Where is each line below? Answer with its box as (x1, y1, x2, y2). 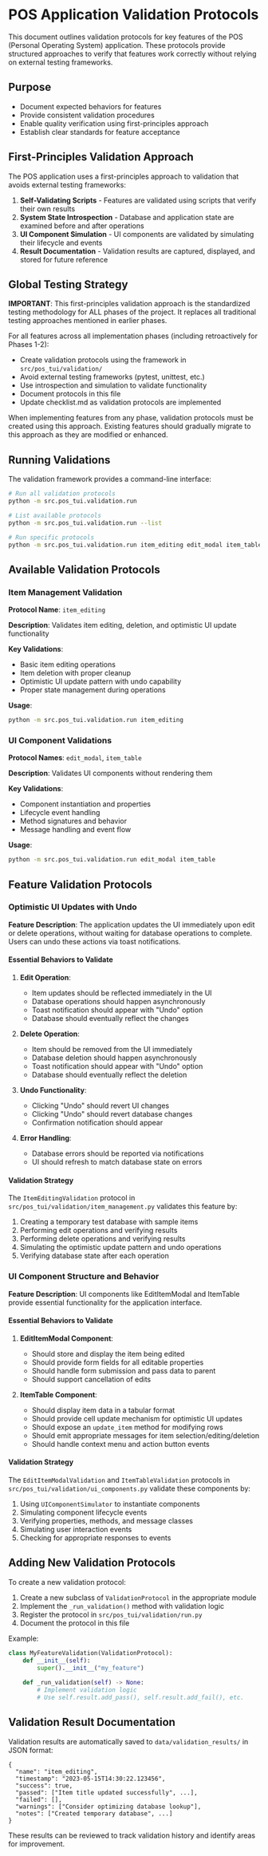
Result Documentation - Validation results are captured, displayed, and (19, 246, 255, 256)
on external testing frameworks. (8, 57, 113, 67)
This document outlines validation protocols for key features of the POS (8, 32, 243, 41)
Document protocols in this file (19, 389, 121, 399)
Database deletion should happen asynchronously (31, 1053, 197, 1062)
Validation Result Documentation (8, 1716, 175, 1729)
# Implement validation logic (37, 1686, 137, 1694)
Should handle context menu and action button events (31, 1439, 210, 1448)
